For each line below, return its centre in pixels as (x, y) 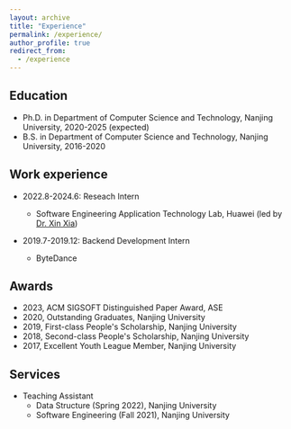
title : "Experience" (48, 26)
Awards (32, 286)
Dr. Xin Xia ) (57, 223)
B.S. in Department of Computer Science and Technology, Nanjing (145, 137)
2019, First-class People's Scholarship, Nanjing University (129, 327)
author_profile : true (50, 43)
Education (39, 96)
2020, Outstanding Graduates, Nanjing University (114, 317)
